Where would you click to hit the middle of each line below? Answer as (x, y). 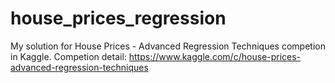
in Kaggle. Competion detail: (68, 56)
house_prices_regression (118, 18)
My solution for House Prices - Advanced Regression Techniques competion (168, 46)
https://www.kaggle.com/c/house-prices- (215, 56)
